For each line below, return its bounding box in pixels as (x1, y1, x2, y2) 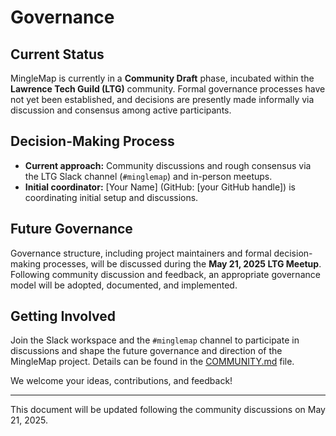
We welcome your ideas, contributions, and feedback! (10, 375, 233, 387)
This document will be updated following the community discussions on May (10, 404, 326, 416)
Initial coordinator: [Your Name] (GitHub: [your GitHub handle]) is (24, 181, 296, 193)
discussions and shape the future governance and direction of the (10, 345, 283, 357)
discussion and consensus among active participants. (10, 104, 232, 116)
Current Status (10, 46, 105, 63)
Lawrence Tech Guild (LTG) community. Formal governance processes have (10, 83, 326, 95)
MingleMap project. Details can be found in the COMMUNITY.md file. (10, 356, 295, 368)
